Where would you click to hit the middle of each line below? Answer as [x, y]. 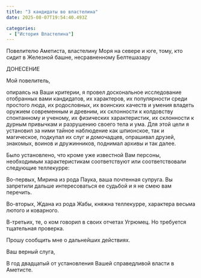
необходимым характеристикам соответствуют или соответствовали [96, 162]
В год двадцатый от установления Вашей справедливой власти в [90, 264]
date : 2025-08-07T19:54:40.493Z [47, 17]
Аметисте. [20, 270]
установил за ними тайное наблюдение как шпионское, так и [85, 131]
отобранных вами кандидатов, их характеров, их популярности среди [97, 99]
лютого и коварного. [32, 211]
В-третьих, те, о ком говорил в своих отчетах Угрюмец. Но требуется [96, 222]
